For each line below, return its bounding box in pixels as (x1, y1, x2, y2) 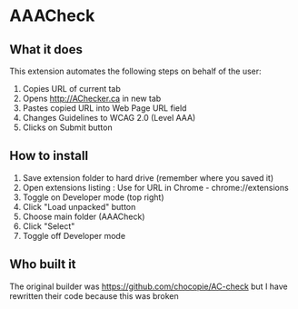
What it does (9, 42, 84, 57)
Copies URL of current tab (22, 84, 121, 94)
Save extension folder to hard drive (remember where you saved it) (22, 172, 274, 183)
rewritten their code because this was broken (9, 290, 179, 301)
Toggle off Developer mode (22, 230, 125, 241)
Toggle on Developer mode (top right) (22, 192, 165, 203)
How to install (9, 148, 89, 164)
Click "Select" (22, 220, 75, 232)
